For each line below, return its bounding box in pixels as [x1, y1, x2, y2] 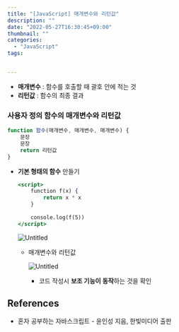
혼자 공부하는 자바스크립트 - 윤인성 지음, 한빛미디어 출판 [17, 317, 172, 326]
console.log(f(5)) [30, 213, 85, 221]
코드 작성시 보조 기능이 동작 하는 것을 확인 [38, 276, 152, 285]
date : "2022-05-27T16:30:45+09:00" [7, 23, 112, 30]
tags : [7, 50, 23, 57]
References [7, 297, 59, 309]
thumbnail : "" [7, 30, 50, 37]
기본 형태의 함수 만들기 [17, 167, 80, 175]
